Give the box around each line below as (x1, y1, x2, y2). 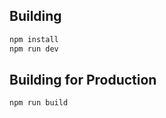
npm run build (9, 98, 69, 108)
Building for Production (9, 71, 157, 88)
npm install (9, 34, 59, 44)
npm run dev (9, 44, 59, 54)
